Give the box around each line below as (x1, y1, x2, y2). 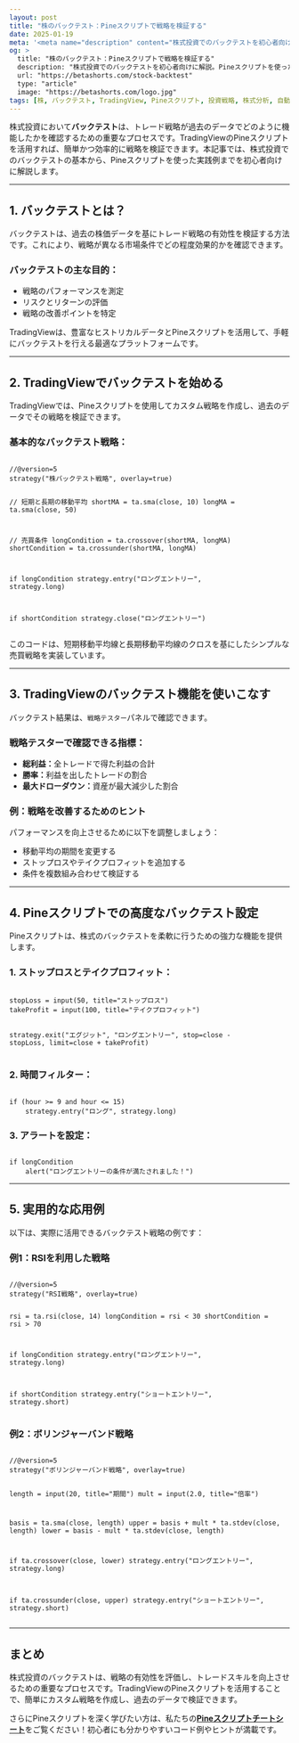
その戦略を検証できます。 (32, 412, 126, 422)
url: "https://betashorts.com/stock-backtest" (17, 71, 193, 80)
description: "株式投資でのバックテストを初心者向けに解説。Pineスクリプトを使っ (17, 63, 287, 72)
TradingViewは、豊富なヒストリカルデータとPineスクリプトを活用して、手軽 (9, 327, 289, 338)
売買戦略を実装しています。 (9, 650, 110, 660)
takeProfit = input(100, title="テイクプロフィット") (9, 1006, 200, 1015)
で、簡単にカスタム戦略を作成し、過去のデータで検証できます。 (9, 1694, 243, 1705)
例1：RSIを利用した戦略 (9, 1251, 110, 1264)
